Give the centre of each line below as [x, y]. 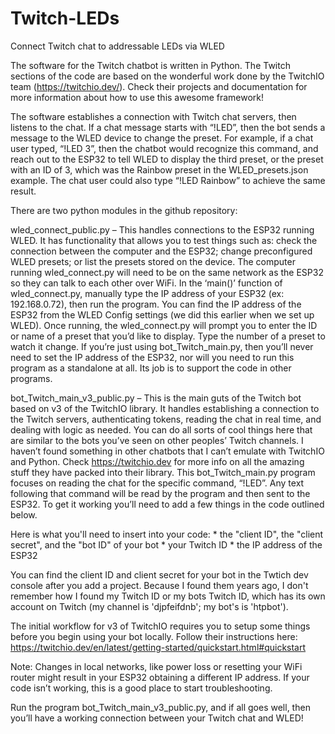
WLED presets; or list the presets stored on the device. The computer [153, 261]
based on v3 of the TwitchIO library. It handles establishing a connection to [165, 408]
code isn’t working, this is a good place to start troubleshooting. [141, 688]
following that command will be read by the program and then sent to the [160, 493]
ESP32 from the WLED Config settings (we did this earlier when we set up [162, 314]
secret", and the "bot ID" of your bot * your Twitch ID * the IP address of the [166, 544]
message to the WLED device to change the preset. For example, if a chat [162, 138]
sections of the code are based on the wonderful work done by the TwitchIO [167, 76]
